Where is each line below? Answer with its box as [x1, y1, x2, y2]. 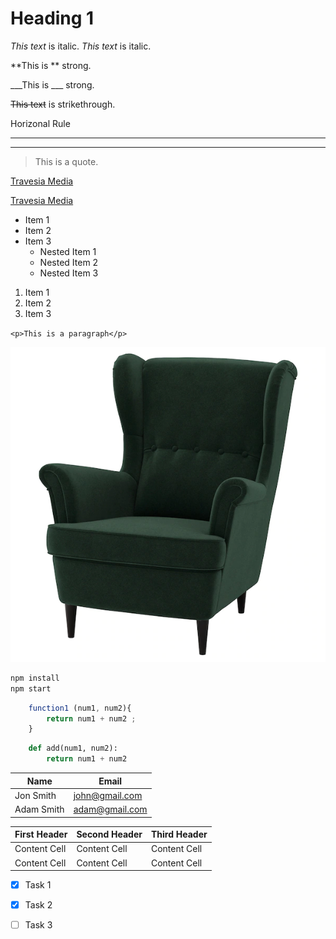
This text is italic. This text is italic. [10, 40, 152, 52]
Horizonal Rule [10, 117, 71, 129]
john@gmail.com [73, 789, 143, 801]
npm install [10, 673, 60, 683]
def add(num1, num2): [28, 743, 118, 754]
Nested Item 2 [39, 256, 99, 268]
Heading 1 [10, 7, 95, 30]
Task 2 [24, 899, 53, 911]
